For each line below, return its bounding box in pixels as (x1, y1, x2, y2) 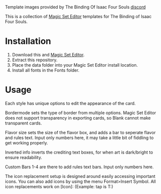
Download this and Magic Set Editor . (12, 52, 85, 57)
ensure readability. (5, 154, 42, 160)
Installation (5, 36, 51, 47)
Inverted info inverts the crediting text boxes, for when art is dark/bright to (5, 149, 153, 155)
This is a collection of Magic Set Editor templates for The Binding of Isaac (5, 14, 152, 19)
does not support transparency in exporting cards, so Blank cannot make (5, 115, 151, 121)
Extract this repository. (12, 57, 58, 63)
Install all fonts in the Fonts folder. (12, 67, 80, 73)
